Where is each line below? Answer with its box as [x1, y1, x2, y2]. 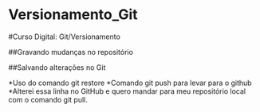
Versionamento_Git [8, 6, 138, 24]
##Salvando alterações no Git [8, 62, 106, 72]
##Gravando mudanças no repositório [8, 47, 134, 56]
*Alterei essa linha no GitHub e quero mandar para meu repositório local [8, 86, 246, 96]
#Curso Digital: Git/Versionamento [8, 32, 121, 41]
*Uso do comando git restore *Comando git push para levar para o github [8, 78, 253, 87]
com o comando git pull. [8, 95, 88, 104]
